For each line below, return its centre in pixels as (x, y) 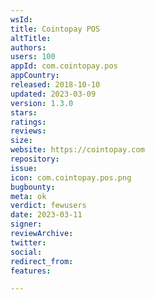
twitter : (28, 242)
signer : (26, 224)
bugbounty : (33, 187)
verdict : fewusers (48, 206)
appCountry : (35, 76)
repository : (35, 159)
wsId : (21, 19)
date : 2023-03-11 (46, 215)
